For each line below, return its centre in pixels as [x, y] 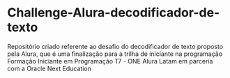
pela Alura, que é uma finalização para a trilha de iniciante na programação [115, 54]
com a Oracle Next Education [49, 68]
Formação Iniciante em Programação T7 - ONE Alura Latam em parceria [110, 61]
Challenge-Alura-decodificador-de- [114, 13]
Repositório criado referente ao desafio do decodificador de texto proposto [115, 46]
